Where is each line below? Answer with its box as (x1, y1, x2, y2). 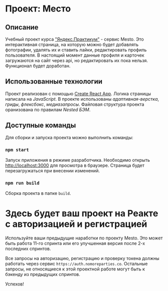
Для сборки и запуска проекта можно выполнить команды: (5, 134, 133, 140)
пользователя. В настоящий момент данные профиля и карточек (5, 52, 144, 58)
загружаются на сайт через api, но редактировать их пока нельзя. (5, 58, 148, 63)
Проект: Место (5, 3, 71, 15)
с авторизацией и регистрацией (5, 218, 147, 230)
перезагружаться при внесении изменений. (5, 167, 100, 173)
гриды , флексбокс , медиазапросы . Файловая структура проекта (5, 101, 144, 107)
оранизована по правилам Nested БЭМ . (5, 106, 91, 113)
